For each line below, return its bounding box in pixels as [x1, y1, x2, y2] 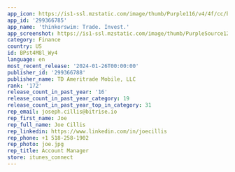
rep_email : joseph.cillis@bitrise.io [7, 108, 117, 115]
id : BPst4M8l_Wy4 [7, 50, 58, 57]
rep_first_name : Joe [7, 114, 68, 121]
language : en [7, 56, 45, 63]
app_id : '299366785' [7, 17, 68, 24]
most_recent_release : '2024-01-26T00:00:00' [7, 62, 139, 70]
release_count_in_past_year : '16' [7, 88, 108, 95]
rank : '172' [7, 82, 42, 89]
